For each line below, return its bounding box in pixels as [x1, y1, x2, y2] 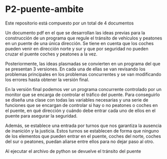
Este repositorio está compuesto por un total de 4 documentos [5, 20, 134, 26]
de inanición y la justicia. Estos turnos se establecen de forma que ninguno [5, 127, 160, 133]
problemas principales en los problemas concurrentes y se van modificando [5, 71, 162, 77]
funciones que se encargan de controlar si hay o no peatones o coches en [5, 102, 158, 108]
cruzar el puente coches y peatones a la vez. [5, 51, 98, 57]
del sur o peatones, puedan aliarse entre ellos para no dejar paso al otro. [5, 138, 155, 144]
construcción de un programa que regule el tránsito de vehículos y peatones [5, 35, 163, 41]
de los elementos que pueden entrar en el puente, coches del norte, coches [5, 133, 161, 139]
